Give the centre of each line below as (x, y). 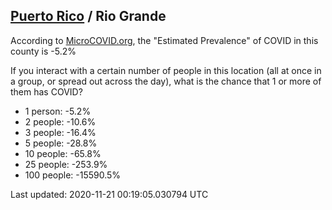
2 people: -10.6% (60, 121)
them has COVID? (46, 91)
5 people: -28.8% (61, 143)
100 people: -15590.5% (73, 175)
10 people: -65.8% (63, 153)
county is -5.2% (43, 51)
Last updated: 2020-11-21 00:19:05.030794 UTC (109, 194)
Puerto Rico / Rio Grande (88, 16)
